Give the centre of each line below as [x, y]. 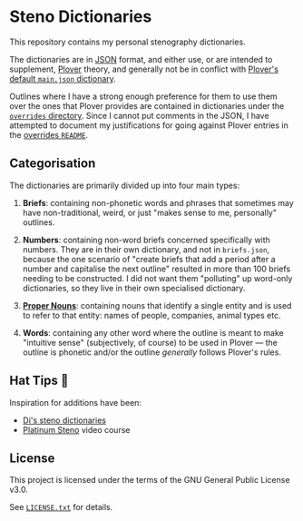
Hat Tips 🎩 [39, 381]
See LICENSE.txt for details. [61, 507]
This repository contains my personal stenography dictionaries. [128, 42]
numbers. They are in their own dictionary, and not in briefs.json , [146, 249]
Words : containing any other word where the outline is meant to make [153, 332]
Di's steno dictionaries [64, 420]
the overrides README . [49, 134]
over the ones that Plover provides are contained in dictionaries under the [147, 105]
